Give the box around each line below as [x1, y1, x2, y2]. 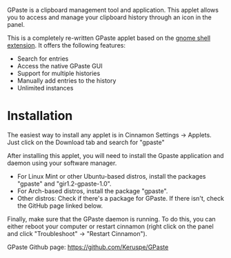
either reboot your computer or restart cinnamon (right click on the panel [7, 222, 214, 230]
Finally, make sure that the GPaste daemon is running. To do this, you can [7, 215, 216, 223]
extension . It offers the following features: [7, 41, 126, 49]
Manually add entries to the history [17, 77, 117, 85]
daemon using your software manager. [7, 159, 117, 167]
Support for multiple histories [17, 69, 101, 77]
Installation [7, 108, 73, 123]
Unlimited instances [17, 84, 74, 92]
